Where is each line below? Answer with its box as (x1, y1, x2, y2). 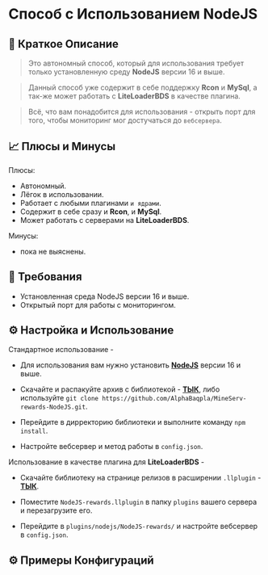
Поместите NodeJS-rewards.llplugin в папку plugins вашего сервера (19, 497, 258, 507)
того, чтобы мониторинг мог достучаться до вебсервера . (27, 115, 222, 125)
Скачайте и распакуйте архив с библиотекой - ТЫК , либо (19, 384, 220, 394)
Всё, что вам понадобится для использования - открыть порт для (27, 107, 256, 116)
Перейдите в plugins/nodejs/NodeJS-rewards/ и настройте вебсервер (19, 522, 258, 531)
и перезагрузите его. (19, 506, 93, 515)
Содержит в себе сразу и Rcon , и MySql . (19, 207, 162, 216)
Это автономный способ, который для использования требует (27, 58, 245, 68)
